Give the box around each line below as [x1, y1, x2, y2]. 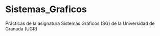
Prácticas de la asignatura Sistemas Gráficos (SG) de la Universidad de [5, 20, 155, 26]
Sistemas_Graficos [5, 4, 87, 15]
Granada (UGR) [5, 25, 38, 31]
